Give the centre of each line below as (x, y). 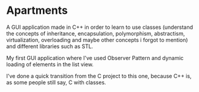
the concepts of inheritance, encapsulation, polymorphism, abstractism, (96, 33)
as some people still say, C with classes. (56, 82)
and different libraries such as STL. (50, 46)
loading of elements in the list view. (50, 64)
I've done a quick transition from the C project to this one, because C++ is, (99, 76)
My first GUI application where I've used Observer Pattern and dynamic (95, 58)
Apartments (37, 11)
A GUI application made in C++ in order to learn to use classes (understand (100, 27)
